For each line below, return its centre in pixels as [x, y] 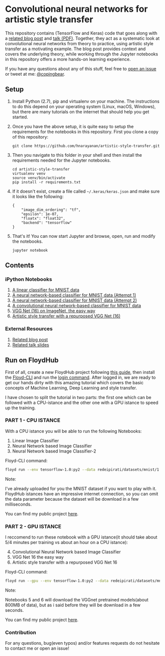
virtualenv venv [29, 173]
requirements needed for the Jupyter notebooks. [62, 160]
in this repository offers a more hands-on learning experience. [68, 59]
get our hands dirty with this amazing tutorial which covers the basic [74, 382]
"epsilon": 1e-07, [40, 214]
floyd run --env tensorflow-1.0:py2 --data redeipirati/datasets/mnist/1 [82, 470]
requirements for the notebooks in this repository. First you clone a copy [85, 132]
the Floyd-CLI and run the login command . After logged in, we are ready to [81, 377]
